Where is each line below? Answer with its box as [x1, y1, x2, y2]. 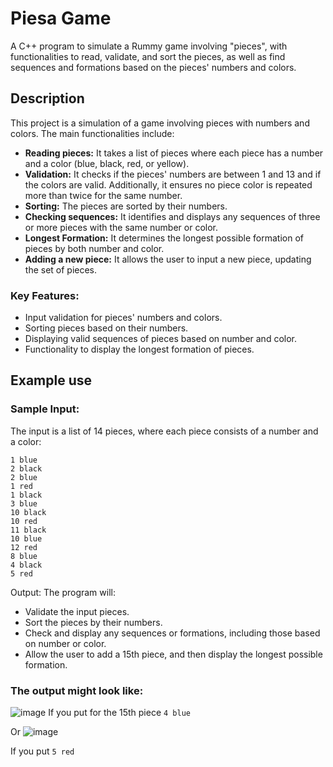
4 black [10, 560, 43, 570]
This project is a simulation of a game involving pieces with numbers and [10, 117, 310, 129]
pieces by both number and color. [24, 242, 165, 254]
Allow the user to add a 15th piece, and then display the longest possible [24, 648, 323, 660]
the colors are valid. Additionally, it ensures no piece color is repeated [24, 178, 313, 191]
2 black [10, 463, 43, 474]
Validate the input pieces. [24, 605, 130, 617]
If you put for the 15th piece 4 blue [48, 707, 191, 719]
